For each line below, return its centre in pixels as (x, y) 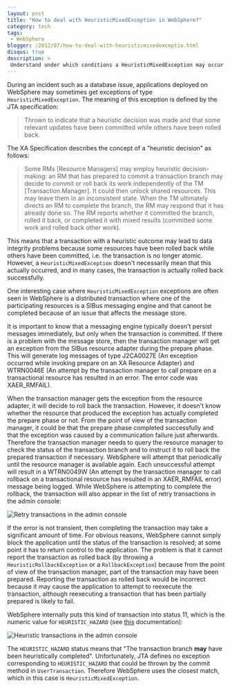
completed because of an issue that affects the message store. (97, 313)
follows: (18, 155)
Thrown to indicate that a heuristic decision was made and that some (122, 120)
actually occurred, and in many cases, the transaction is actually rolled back (115, 270)
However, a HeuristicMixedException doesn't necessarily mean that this (109, 262)
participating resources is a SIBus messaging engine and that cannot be (109, 305)
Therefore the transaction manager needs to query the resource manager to (115, 442)
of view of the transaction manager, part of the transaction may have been (113, 572)
